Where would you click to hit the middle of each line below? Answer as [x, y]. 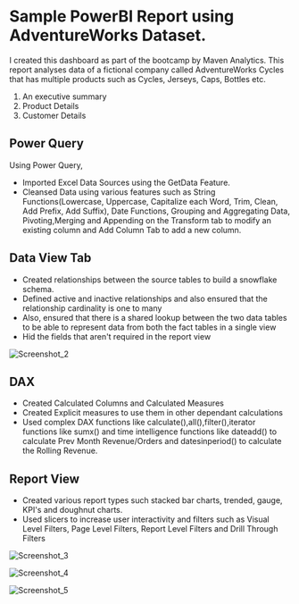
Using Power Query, [46, 165]
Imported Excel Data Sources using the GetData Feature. [126, 182]
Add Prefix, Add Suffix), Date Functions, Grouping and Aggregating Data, [156, 211]
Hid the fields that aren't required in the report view [116, 336]
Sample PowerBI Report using [122, 17]
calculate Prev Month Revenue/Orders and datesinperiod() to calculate [152, 441]
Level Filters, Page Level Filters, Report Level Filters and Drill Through [150, 529]
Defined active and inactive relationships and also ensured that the [145, 298]
